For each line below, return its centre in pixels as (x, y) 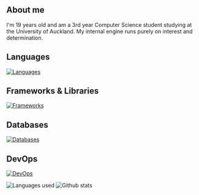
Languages (28, 57)
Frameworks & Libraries (53, 91)
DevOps (22, 159)
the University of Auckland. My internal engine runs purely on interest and (99, 31)
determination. (25, 38)
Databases (28, 125)
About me (25, 10)
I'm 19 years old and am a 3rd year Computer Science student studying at (99, 24)
